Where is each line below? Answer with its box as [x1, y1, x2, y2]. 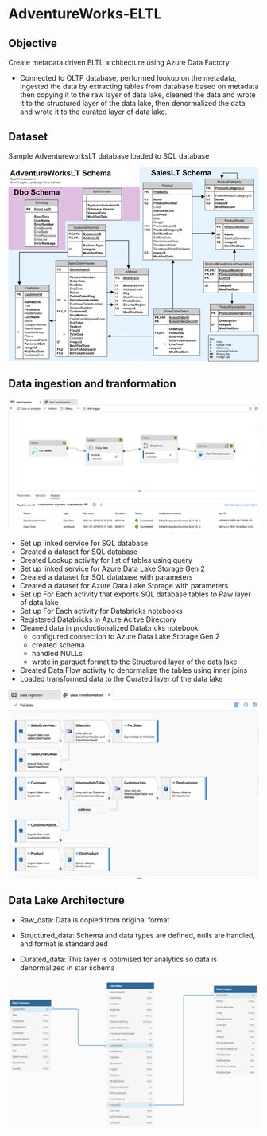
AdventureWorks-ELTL [8, 5, 162, 23]
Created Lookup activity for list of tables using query [19, 556, 193, 565]
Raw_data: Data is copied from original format [19, 914, 170, 925]
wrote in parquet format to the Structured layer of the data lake [31, 657, 238, 666]
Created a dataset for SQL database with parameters [19, 572, 193, 582]
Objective [8, 37, 58, 50]
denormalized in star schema [19, 962, 115, 973]
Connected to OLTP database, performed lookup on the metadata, [19, 73, 237, 82]
